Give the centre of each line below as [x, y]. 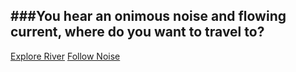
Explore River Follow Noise [65, 56]
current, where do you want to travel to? [137, 32]
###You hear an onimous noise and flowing [148, 16]
